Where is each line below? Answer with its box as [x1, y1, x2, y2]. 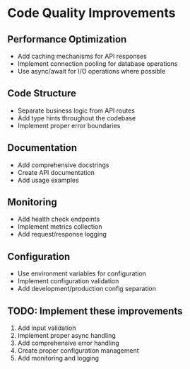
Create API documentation [17, 168, 95, 176]
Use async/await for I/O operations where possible [17, 67, 166, 75]
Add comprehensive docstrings [17, 161, 109, 169]
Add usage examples [17, 176, 79, 184]
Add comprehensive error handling [17, 339, 120, 348]
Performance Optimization [7, 33, 127, 45]
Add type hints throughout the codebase [17, 113, 136, 122]
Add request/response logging [17, 230, 107, 239]
